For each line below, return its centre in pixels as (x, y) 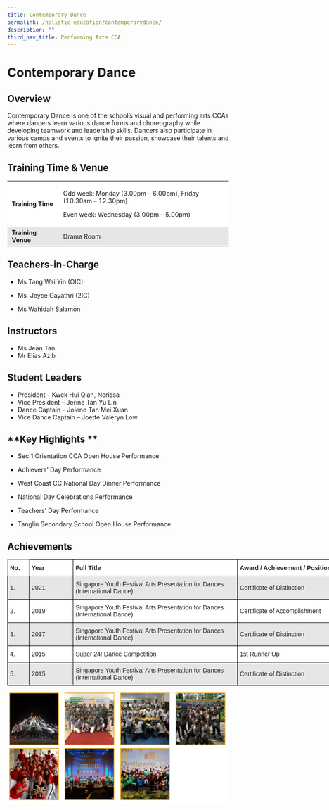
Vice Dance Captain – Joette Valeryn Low (78, 417)
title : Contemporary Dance (47, 15)
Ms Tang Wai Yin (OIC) (50, 281)
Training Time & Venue (58, 168)
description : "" (31, 30)
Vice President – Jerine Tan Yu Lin (67, 402)
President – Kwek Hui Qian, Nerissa (69, 395)
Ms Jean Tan (36, 348)
